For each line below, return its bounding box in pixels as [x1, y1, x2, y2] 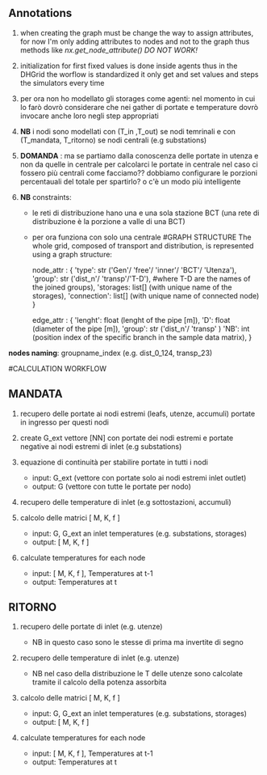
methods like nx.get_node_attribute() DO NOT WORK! [19, 44, 198, 55]
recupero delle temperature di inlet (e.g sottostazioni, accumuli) [19, 497, 232, 506]
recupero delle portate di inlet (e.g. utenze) [19, 622, 163, 632]
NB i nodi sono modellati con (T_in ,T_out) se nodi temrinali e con [19, 126, 236, 136]
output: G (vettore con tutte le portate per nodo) [31, 481, 192, 491]
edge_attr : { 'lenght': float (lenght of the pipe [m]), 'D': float [31, 315, 231, 324]
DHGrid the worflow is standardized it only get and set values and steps [19, 69, 259, 79]
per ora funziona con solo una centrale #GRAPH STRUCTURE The [31, 232, 252, 242]
